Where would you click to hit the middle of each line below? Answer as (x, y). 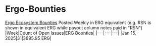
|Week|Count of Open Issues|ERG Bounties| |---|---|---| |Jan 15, (71, 33)
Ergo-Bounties (36, 9)
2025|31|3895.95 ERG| (28, 38)
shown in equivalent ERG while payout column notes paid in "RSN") (74, 27)
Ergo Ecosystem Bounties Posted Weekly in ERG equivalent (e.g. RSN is (78, 23)
